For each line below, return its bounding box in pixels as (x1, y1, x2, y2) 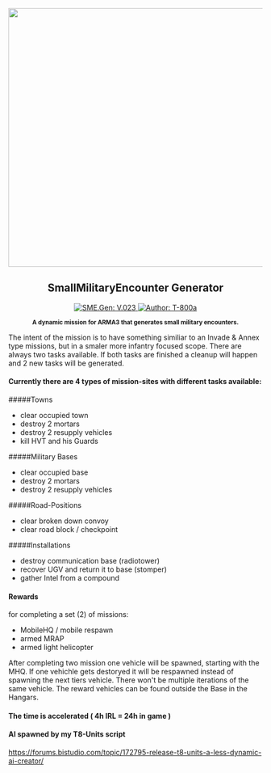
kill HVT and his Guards (19, 437, 98, 446)
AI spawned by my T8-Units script (8, 729, 126, 739)
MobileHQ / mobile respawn (19, 625, 114, 635)
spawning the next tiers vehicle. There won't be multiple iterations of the (8, 675, 249, 685)
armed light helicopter (19, 643, 94, 653)
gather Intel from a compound (19, 573, 119, 583)
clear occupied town (19, 411, 89, 420)
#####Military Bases (8, 452, 78, 462)
